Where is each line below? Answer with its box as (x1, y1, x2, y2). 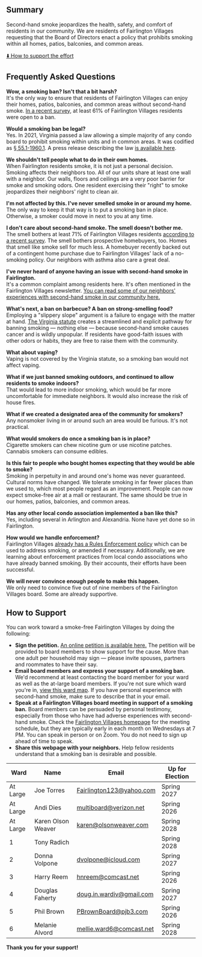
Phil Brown (34, 908, 65, 916)
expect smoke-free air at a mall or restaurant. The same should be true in (6, 491, 188, 499)
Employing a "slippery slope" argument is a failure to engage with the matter (6, 311, 195, 319)
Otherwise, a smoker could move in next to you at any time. (6, 212, 153, 219)
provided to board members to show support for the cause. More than (14, 648, 189, 655)
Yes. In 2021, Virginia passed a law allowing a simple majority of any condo (6, 131, 192, 139)
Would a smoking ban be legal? (6, 125, 86, 132)
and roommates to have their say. (14, 661, 98, 668)
